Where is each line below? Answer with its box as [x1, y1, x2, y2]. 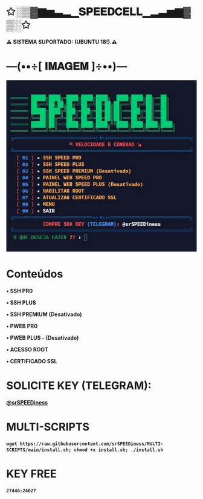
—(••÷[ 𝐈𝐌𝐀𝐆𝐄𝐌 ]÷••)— [6, 59, 127, 73]
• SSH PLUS [6, 299, 36, 306]
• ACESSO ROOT [6, 346, 48, 353]
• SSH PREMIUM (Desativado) [6, 311, 82, 318]
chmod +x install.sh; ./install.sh [73, 447, 164, 453]
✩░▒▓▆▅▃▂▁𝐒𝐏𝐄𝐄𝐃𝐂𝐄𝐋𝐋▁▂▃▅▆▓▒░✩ [6, 5, 192, 19]
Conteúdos [6, 267, 63, 281]
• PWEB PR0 [6, 323, 38, 330]
